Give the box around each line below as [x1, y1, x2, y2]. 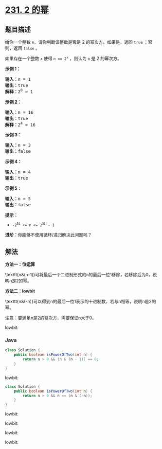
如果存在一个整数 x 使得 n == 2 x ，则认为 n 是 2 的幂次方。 [5, 55, 122, 61]
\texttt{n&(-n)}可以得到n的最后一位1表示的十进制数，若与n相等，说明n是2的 [5, 299, 156, 305]
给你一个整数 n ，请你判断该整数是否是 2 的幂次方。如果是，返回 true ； [5, 39, 148, 45]
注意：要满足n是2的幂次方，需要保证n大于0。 [5, 315, 96, 321]
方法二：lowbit [5, 288, 35, 294]
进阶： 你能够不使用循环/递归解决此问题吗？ [5, 232, 92, 238]
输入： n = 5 [5, 196, 31, 202]
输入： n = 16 [5, 109, 34, 115]
